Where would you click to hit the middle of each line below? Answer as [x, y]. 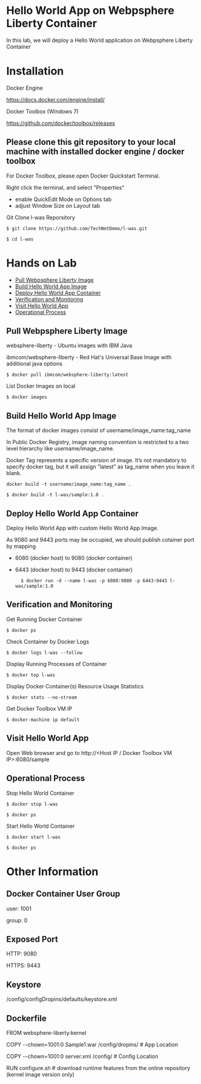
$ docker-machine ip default [43, 720]
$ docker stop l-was [32, 804]
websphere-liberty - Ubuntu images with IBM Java [69, 345]
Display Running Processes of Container [57, 663]
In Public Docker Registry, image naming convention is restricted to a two [97, 442]
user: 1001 [19, 908]
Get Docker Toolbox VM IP [39, 708]
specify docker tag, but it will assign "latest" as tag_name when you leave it [100, 467]
